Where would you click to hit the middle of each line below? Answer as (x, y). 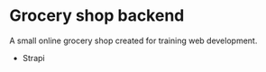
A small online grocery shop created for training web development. (133, 40)
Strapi (33, 58)
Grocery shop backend (97, 16)
